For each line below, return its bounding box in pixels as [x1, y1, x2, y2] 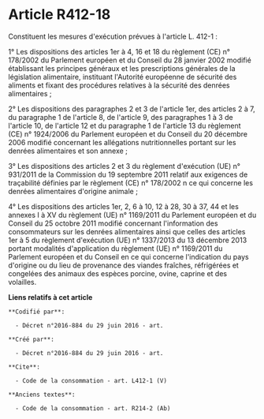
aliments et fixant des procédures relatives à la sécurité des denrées [8, 80, 230, 90]
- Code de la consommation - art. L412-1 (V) [15, 376, 168, 384]
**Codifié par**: [8, 308, 65, 316]
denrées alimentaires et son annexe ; [8, 146, 128, 155]
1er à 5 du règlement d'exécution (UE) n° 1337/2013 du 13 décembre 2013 [8, 235, 247, 245]
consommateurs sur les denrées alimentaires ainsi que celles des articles [8, 226, 246, 236]
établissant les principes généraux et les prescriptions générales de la [8, 63, 236, 73]
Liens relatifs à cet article [8, 292, 93, 301]
